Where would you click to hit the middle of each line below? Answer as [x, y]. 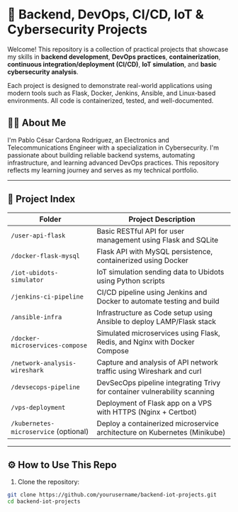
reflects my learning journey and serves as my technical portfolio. [103, 170]
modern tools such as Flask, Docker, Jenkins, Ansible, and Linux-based [112, 93]
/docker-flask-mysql [45, 256]
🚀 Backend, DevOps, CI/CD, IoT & [106, 15]
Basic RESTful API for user [141, 231]
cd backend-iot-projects [44, 502]
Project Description [162, 219]
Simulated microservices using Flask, [159, 333]
